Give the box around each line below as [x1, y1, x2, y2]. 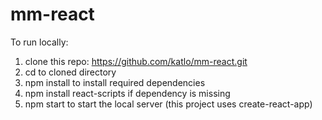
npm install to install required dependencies [24, 76, 206, 88]
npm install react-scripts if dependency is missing [24, 87, 231, 99]
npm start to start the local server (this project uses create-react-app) [24, 98, 313, 110]
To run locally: [10, 36, 69, 48]
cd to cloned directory [24, 66, 117, 78]
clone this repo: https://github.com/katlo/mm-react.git [24, 55, 248, 67]
